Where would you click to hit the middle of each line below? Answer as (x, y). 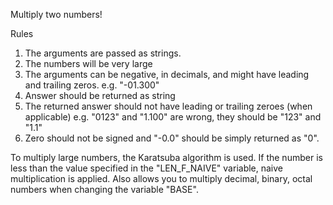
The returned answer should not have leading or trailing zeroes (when (168, 106)
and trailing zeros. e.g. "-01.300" (92, 85)
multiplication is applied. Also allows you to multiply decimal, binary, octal (161, 178)
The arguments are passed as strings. (103, 53)
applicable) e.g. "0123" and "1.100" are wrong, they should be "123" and (173, 117)
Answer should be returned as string (100, 95)
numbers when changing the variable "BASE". (104, 189)
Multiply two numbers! (56, 14)
